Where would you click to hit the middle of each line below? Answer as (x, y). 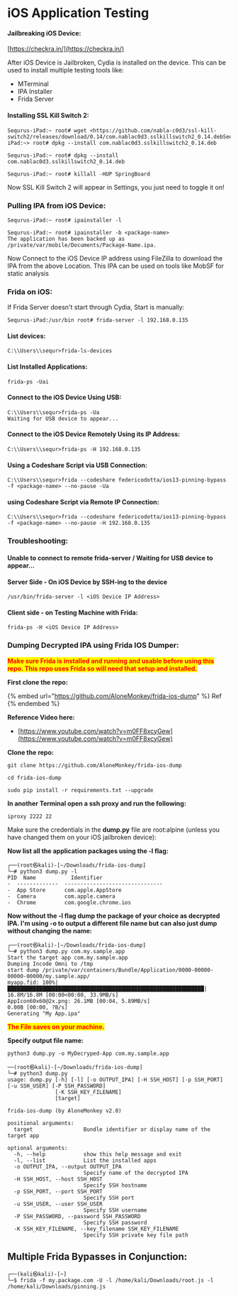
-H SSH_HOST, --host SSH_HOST (58, 1179)
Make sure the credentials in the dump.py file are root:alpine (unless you (114, 830)
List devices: (27, 336)
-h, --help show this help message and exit (98, 1154)
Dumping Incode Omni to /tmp (50, 964)
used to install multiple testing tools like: (66, 70)
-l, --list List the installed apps (85, 1160)
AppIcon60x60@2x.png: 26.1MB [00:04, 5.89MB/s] (79, 1001)
